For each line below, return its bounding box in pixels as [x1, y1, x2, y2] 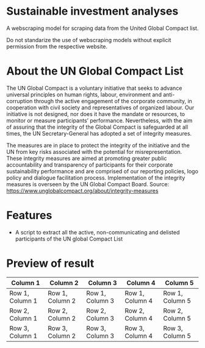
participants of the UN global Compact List [15, 235, 123, 242]
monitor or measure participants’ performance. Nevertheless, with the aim [6, 117, 193, 124]
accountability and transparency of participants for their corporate [6, 161, 173, 169]
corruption [6, 97, 33, 104]
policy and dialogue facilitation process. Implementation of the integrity [6, 174, 185, 181]
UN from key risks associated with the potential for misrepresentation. [6, 148, 182, 155]
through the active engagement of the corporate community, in [34, 97, 192, 104]
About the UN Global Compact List [6, 64, 184, 78]
